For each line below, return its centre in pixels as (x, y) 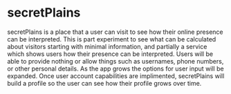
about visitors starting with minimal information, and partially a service (107, 46)
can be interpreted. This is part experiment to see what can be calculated (112, 39)
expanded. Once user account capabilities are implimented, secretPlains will (116, 76)
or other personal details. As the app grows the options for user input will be (115, 68)
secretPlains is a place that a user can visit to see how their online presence (115, 32)
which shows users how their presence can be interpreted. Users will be (110, 54)
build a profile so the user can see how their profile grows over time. (104, 83)
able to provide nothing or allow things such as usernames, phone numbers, (115, 61)
